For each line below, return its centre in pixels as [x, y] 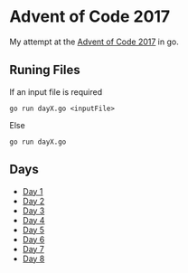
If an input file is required [56, 91]
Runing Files [45, 70]
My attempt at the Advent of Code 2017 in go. [94, 42]
